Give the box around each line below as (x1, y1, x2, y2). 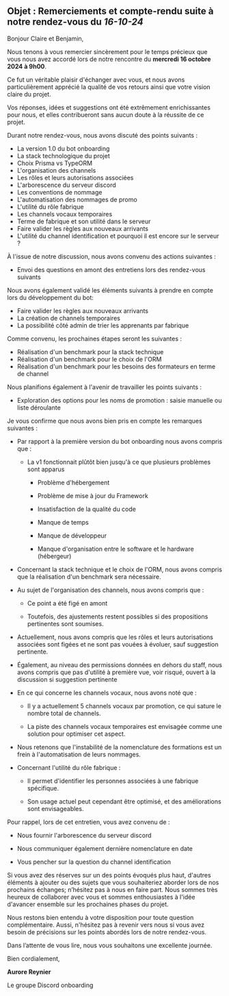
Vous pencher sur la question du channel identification (16, 858, 171, 866)
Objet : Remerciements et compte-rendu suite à (7, 5, 214, 17)
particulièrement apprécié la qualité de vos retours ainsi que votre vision (7, 82, 211, 91)
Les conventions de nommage (16, 188, 103, 196)
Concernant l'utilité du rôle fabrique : (16, 763, 121, 771)
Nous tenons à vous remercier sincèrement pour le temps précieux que (7, 47, 208, 55)
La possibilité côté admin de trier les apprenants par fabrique (16, 321, 189, 329)
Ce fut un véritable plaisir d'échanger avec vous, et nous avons (7, 75, 185, 84)
